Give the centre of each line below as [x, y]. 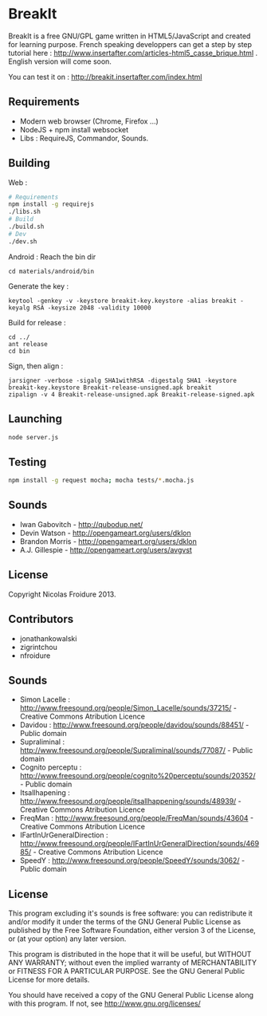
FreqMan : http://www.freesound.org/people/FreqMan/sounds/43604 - [136, 818]
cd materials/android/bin [51, 271]
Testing [27, 462]
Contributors [41, 619]
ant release [28, 344]
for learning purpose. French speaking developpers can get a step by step [130, 44]
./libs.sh [25, 212]
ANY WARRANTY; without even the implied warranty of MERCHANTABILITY [133, 963]
